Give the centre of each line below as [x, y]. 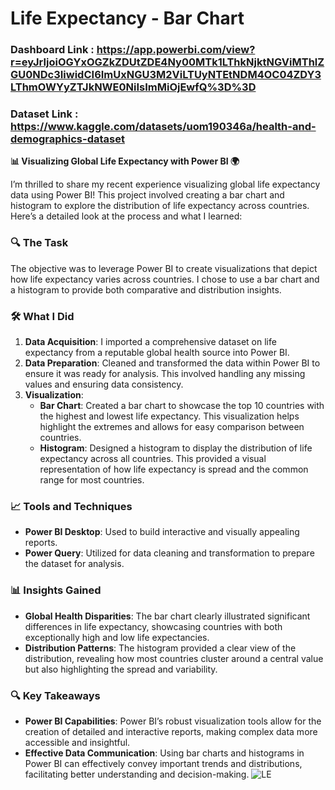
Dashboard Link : [52, 50]
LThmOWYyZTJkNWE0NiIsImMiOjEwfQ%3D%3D [133, 87]
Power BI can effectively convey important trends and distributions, [163, 763]
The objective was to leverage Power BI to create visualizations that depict [164, 268]
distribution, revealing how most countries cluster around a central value [174, 658]
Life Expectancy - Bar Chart [127, 18]
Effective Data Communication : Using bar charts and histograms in [164, 753]
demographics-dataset [67, 139]
